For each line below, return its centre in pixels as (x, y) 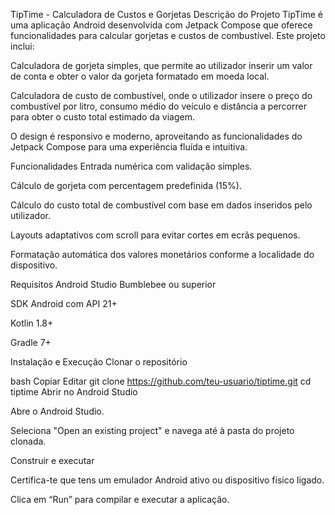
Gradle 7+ (31, 342)
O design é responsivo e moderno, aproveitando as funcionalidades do (156, 136)
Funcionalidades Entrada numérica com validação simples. (131, 166)
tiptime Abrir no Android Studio (74, 392)
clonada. (28, 441)
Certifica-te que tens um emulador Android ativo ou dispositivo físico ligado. (167, 480)
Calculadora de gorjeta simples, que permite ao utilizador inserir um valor (161, 65)
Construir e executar (52, 460)
